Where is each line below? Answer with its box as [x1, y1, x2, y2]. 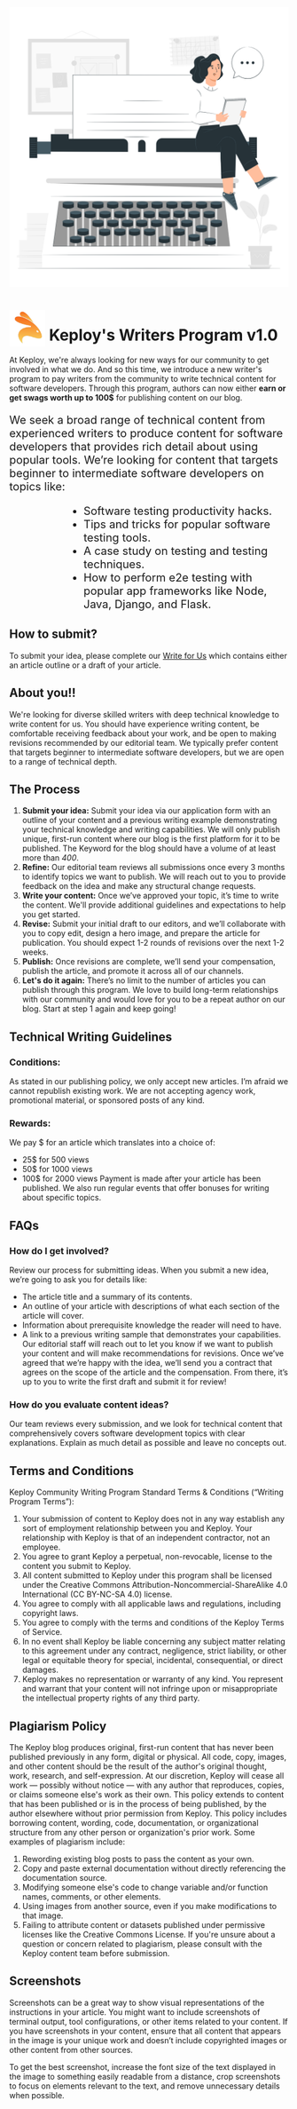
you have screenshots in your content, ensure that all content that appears [9, 2026, 282, 2036]
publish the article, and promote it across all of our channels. [21, 966, 244, 977]
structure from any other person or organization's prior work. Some [9, 1827, 255, 1837]
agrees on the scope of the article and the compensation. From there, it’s [21, 1367, 288, 1378]
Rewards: [9, 1117, 51, 1130]
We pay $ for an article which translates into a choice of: [9, 1138, 215, 1148]
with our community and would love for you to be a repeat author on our [21, 994, 285, 1005]
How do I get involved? [9, 1244, 109, 1257]
